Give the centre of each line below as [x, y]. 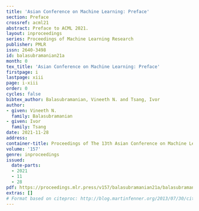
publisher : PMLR [26, 45]
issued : [16, 160]
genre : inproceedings [33, 154]
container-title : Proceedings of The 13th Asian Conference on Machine [96, 143]
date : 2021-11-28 [28, 133]
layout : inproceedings [34, 34]
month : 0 [17, 61]
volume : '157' [24, 149]
